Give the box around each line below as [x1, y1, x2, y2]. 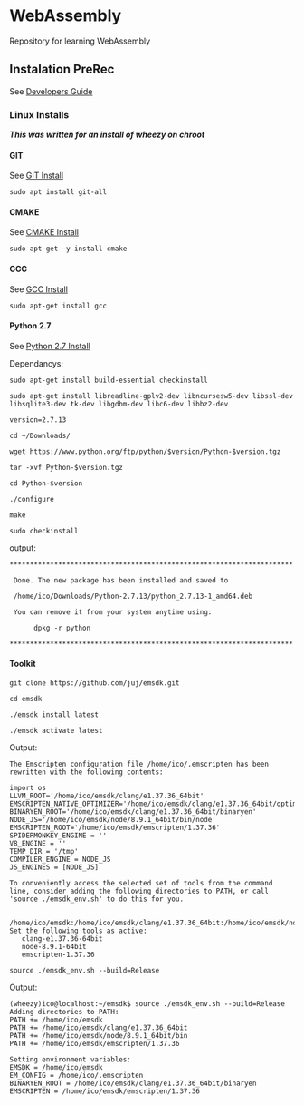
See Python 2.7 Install [9, 340, 90, 351]
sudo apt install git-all [9, 188, 107, 197]
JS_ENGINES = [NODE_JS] [9, 863, 100, 872]
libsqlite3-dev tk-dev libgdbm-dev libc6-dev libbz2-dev [9, 399, 229, 408]
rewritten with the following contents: [9, 768, 165, 777]
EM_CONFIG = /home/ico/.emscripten [9, 1071, 144, 1081]
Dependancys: [9, 357, 63, 368]
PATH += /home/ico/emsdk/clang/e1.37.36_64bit [9, 1023, 188, 1032]
